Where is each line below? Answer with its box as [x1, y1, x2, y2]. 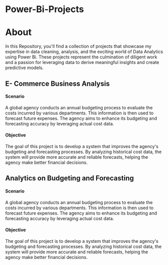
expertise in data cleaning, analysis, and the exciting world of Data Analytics [5, 49, 163, 55]
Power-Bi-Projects [5, 4, 84, 15]
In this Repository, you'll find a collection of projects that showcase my [5, 43, 152, 49]
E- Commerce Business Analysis [5, 79, 110, 88]
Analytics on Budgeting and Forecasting [5, 174, 134, 182]
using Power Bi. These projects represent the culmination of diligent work [5, 54, 157, 60]
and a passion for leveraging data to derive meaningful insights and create [5, 59, 159, 65]
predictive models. [5, 64, 44, 71]
